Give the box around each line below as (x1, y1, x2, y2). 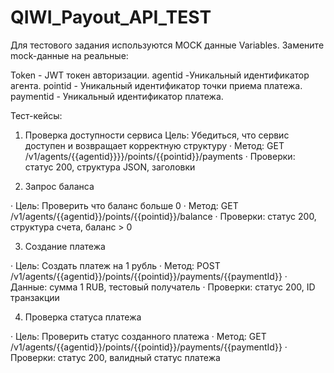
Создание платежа (24, 240, 106, 252)
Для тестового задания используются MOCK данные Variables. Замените (10, 39, 325, 51)
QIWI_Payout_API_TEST (10, 6, 212, 29)
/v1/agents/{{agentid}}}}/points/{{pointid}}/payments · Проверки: (24, 150, 296, 162)
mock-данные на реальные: (10, 49, 129, 61)
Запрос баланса (24, 180, 95, 192)
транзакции (10, 291, 60, 303)
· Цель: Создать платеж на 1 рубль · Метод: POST (10, 259, 221, 271)
